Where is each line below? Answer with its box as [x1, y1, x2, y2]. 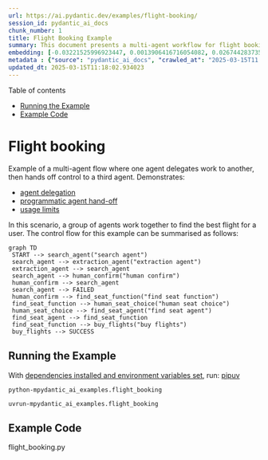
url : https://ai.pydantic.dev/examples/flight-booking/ [8, 11, 198, 20]
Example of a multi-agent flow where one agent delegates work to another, [8, 163, 254, 173]
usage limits [19, 204, 60, 214]
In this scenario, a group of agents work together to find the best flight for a [8, 220, 257, 230]
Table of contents [8, 85, 66, 95]
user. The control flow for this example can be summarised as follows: [8, 228, 239, 238]
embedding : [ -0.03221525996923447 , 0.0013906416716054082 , [8, 49, 209, 57]
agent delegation [19, 187, 76, 197]
